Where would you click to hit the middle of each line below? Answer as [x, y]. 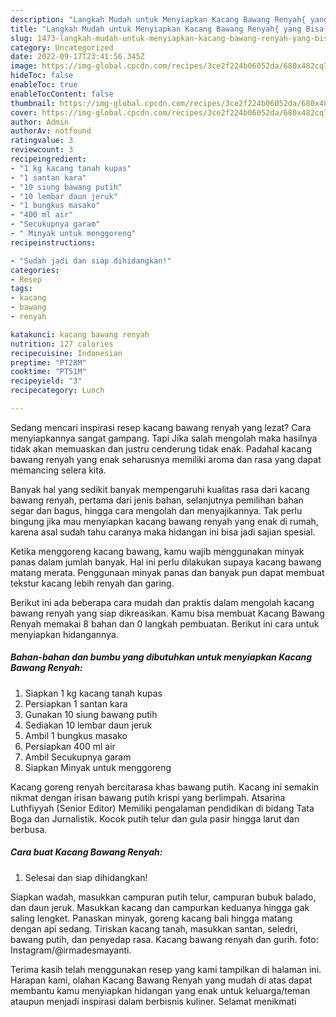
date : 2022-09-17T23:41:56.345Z [77, 57]
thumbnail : [33, 103]
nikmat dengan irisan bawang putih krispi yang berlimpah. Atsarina [148, 797]
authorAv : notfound [51, 131]
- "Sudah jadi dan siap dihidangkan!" [91, 261]
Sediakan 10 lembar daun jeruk [88, 725]
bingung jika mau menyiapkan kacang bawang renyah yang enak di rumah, [164, 521]
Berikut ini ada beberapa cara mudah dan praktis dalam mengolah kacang [162, 602]
